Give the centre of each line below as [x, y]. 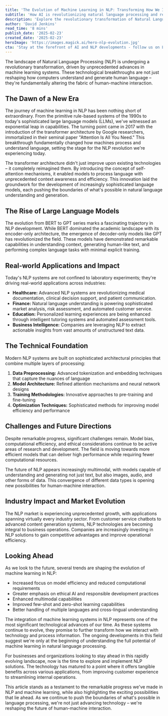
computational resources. [31, 460]
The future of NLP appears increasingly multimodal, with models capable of [83, 469]
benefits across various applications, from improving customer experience [82, 672]
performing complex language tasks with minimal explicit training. [73, 250]
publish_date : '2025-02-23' [34, 33]
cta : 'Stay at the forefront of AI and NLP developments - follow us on [82, 47]
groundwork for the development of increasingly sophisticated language [79, 184]
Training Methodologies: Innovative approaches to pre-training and [82, 394]
